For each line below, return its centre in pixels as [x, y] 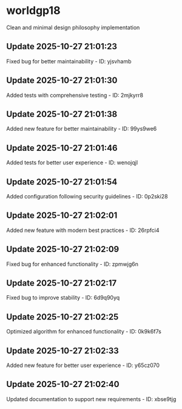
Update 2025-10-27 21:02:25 [62, 317]
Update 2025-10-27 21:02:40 [63, 384]
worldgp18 [33, 11]
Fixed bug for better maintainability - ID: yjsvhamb [69, 61]
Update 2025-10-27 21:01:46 [62, 148]
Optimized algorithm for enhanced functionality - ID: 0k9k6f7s [84, 332]
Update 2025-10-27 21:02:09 [63, 249]
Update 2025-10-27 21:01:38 [62, 114]
